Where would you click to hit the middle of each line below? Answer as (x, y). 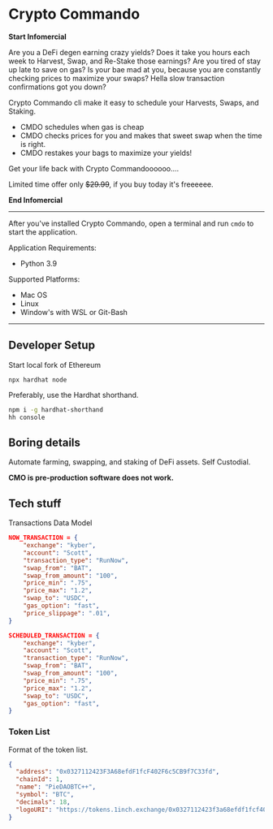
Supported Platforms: (44, 279)
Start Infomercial (37, 37)
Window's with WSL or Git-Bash (74, 312)
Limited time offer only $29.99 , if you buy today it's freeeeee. (111, 184)
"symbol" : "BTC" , (45, 795)
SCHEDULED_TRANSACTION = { (54, 635)
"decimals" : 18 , (43, 802)
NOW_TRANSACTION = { (43, 538)
